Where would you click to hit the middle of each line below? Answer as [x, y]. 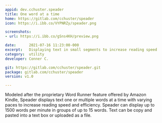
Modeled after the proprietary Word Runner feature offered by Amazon [76, 95]
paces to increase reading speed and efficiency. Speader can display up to [80, 105]
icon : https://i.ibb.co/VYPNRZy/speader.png [51, 23]
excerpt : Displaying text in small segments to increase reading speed [81, 50]
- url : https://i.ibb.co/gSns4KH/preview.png [52, 36]
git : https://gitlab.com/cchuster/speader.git [53, 68]
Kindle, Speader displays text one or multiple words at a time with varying [79, 100]
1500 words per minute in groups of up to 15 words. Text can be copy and [79, 110]
